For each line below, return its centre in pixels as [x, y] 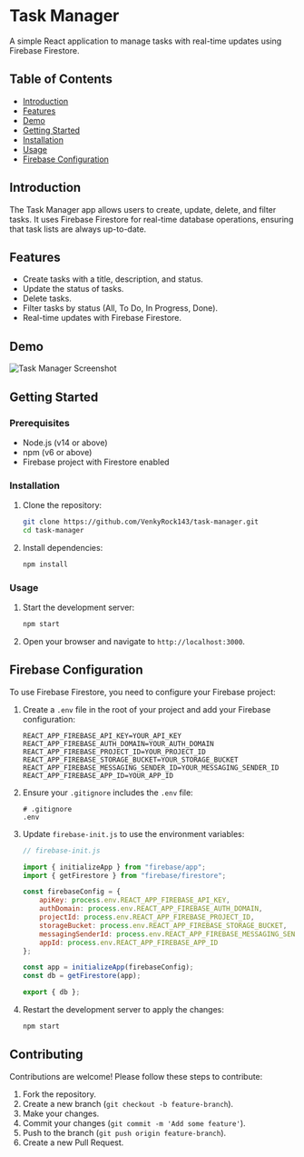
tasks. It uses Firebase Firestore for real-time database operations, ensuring [152, 219]
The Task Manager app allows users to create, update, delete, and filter [143, 209]
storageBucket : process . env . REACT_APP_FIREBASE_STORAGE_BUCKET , [163, 925]
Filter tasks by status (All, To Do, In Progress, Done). [120, 308]
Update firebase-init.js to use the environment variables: [133, 833]
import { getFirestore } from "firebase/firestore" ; [124, 875]
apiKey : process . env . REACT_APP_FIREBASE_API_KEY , [135, 901]
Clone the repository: [62, 505]
